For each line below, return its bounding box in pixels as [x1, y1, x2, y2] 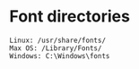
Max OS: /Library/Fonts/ [9, 43, 102, 53]
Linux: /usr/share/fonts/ [9, 36, 106, 45]
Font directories [9, 6, 130, 27]
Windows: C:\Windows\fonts [9, 51, 110, 60]
